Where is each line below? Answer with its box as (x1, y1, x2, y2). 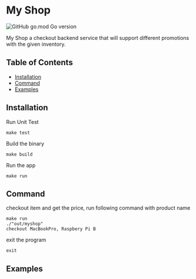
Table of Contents (6, 58, 74, 68)
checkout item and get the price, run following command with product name (6, 204, 191, 211)
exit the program (6, 236, 46, 244)
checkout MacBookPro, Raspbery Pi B (6, 226, 96, 232)
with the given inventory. (6, 41, 66, 48)
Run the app (6, 162, 36, 169)
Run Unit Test (6, 118, 39, 125)
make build (6, 151, 33, 157)
